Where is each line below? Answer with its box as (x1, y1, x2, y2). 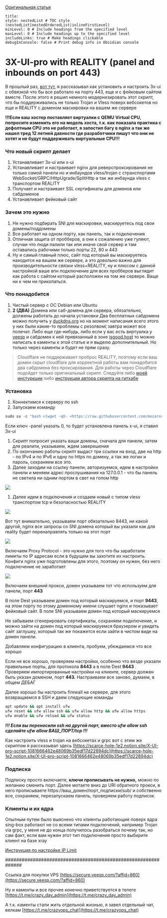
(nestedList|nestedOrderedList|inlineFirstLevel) (5, 22, 110, 27)
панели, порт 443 (5, 588, 43, 594)
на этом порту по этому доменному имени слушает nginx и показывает (5, 603, 158, 609)
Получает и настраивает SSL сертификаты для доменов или (12, 186, 141, 192)
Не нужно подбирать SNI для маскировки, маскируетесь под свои (12, 220, 155, 226)
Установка (5, 388, 32, 394)
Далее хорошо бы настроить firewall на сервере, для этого (5, 689, 131, 695)
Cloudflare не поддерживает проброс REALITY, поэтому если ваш (17, 354, 158, 360)
